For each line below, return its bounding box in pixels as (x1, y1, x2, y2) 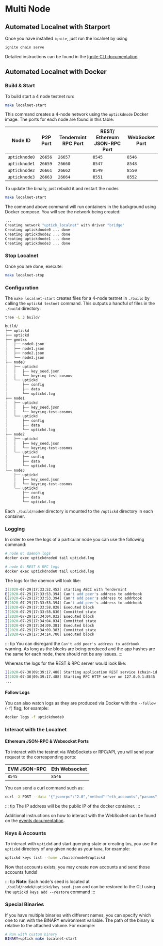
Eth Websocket (51, 766, 87, 772)
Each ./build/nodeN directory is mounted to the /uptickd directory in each (5, 508, 154, 514)
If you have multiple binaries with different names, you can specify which (5, 912, 151, 918)
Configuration (5, 284, 39, 291)
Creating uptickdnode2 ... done (5, 232, 70, 237)
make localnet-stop (5, 273, 45, 277)
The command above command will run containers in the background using (5, 204, 156, 209)
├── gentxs (5, 337, 27, 342)
